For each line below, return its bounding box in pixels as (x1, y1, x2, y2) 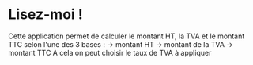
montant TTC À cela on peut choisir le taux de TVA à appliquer (8, 48, 212, 57)
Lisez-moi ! (8, 5, 83, 23)
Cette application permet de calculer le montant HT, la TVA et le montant (8, 31, 245, 41)
